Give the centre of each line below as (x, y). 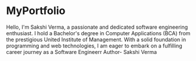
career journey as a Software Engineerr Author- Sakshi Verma (81, 52)
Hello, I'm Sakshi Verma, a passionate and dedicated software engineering (97, 27)
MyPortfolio (36, 11)
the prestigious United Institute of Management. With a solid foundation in (96, 39)
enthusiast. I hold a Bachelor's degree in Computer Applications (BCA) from (98, 33)
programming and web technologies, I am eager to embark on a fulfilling (94, 46)
